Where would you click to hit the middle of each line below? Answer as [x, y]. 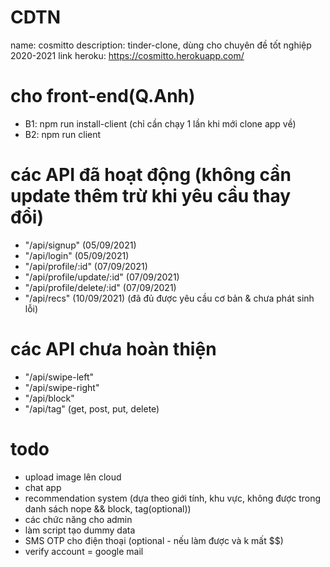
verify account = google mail [84, 551]
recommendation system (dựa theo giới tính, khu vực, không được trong [173, 498]
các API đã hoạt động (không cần [151, 175]
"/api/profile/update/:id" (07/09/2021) [102, 277]
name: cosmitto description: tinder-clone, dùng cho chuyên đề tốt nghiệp [161, 45]
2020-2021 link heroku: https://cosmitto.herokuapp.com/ [127, 55]
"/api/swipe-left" [59, 377]
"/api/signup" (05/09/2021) [80, 245]
